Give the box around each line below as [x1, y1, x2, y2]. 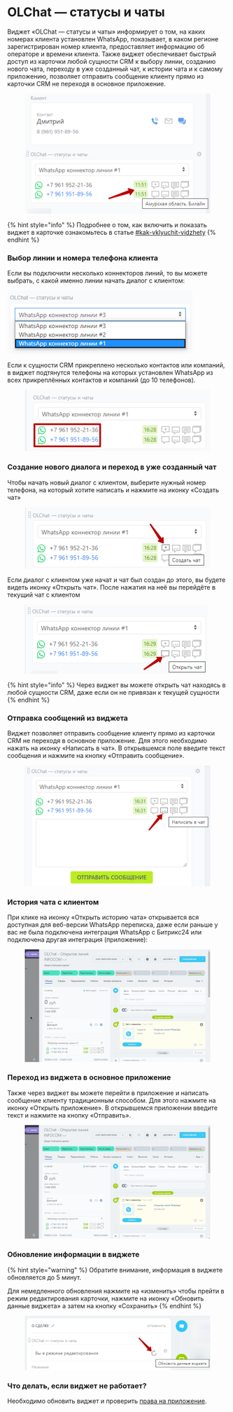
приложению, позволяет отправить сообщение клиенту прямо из [7, 72, 204, 81]
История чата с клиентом [7, 897, 99, 907]
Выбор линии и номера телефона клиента [7, 253, 159, 263]
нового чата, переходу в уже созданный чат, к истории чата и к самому [7, 65, 223, 73]
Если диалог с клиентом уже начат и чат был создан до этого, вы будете [7, 576, 226, 584]
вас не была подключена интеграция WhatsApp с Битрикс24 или [7, 928, 202, 937]
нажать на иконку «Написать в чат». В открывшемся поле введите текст [7, 744, 226, 752]
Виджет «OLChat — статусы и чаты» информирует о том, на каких [7, 27, 206, 36]
